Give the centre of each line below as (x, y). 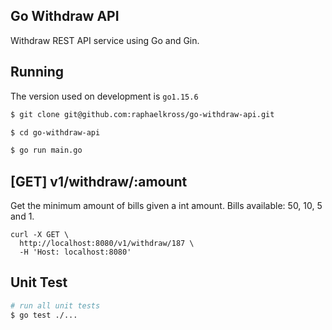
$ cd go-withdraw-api (55, 132)
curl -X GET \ (40, 235)
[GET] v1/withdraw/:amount (99, 181)
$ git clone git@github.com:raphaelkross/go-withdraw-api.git (142, 114)
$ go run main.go (46, 150)
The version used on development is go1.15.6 (104, 96)
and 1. (22, 216)
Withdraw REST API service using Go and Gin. (105, 40)
